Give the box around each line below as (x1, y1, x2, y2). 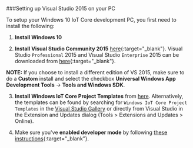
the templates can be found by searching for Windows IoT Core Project (14, 99, 187, 106)
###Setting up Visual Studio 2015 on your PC (6, 5, 116, 12)
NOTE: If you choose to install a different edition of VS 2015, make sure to (6, 69, 185, 75)
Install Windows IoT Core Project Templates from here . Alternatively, (14, 93, 184, 99)
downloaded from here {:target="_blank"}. (14, 58, 116, 64)
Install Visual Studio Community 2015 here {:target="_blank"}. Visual (14, 45, 183, 52)
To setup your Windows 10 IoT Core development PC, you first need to (6, 16, 177, 23)
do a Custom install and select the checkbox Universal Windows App (6, 75, 177, 82)
